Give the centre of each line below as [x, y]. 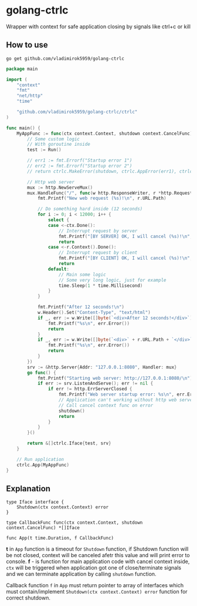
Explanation [28, 488]
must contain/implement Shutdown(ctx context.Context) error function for [97, 592]
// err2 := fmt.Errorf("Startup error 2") [80, 166]
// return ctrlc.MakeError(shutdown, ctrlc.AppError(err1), [102, 171]
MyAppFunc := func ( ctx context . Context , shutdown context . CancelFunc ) [105, 133]
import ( [17, 79]
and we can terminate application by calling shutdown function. [81, 574]
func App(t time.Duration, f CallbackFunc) [60, 538]
